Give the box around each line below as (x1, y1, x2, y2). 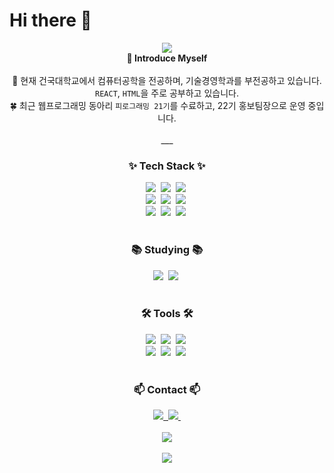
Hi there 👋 (9, 9, 92, 32)
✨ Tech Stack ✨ (128, 159, 206, 173)
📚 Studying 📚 (130, 243, 204, 257)
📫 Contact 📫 (133, 382, 201, 396)
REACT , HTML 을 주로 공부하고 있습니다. (95, 87, 239, 99)
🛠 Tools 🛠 (140, 307, 194, 321)
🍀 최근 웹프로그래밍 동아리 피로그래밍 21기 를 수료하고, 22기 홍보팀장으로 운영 (9, 99, 306, 111)
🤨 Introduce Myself (126, 52, 208, 64)
